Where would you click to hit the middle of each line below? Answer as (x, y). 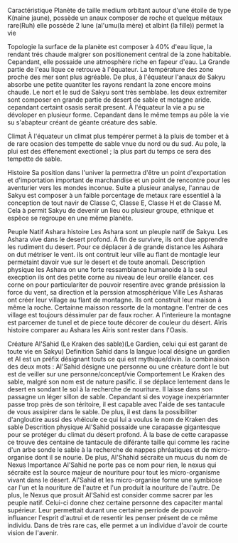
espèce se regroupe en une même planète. (70, 218)
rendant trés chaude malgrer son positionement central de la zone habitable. (119, 54)
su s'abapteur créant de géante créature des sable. (82, 122)
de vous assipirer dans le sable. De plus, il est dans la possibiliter (102, 412)
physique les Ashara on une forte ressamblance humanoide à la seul (107, 269)
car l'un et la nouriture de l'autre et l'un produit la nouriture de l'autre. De (114, 487)
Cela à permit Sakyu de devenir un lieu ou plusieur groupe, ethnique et (111, 210)
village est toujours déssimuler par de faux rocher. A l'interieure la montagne (119, 315)
